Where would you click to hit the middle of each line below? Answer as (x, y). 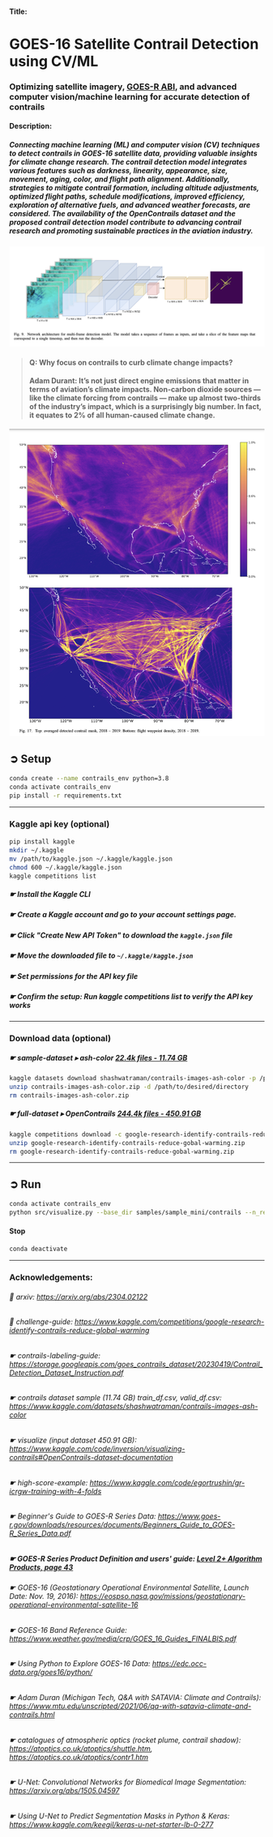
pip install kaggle (42, 842)
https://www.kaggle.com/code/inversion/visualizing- (97, 1449)
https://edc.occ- (179, 1664)
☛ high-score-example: (49, 1482)
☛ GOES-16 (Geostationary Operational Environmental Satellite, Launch (129, 1587)
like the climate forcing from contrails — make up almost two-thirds (145, 398)
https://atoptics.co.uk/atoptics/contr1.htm (79, 1757)
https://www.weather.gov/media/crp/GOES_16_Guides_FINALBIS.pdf (123, 1638)
